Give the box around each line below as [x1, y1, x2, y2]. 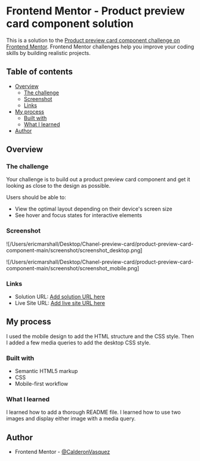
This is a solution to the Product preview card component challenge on [6, 36, 180, 44]
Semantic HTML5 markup [14, 368, 78, 375]
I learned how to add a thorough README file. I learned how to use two [6, 408, 181, 416]
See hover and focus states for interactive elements [14, 212, 142, 219]
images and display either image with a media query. [6, 415, 136, 422]
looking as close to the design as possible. [6, 182, 111, 190]
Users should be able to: [6, 194, 67, 201]
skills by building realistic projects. [6, 49, 91, 56]
